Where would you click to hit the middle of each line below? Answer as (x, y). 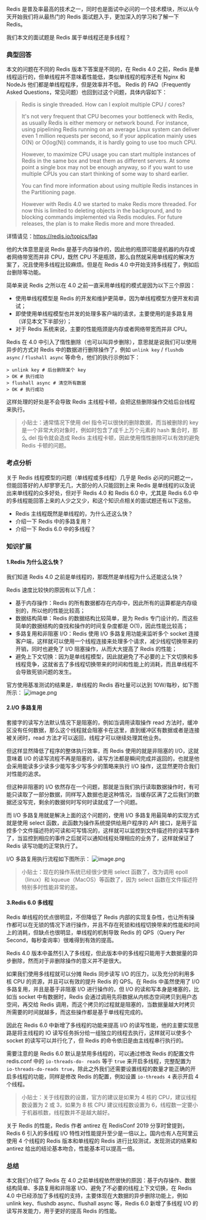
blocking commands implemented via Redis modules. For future (102, 217)
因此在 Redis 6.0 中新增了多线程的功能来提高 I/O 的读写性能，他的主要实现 (100, 1025)
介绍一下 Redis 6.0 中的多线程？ (55, 528)
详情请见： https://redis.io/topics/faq (52, 236)
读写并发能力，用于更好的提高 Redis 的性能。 (63, 1211)
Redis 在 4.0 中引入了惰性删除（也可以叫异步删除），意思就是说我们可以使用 (102, 342)
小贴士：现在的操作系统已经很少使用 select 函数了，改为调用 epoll (105, 872)
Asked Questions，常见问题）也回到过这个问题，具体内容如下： (87, 92)
